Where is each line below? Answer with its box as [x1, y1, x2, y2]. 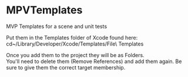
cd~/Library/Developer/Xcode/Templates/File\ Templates [6, 40, 144, 47]
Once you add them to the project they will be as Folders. [6, 51, 145, 58]
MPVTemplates [6, 3, 83, 17]
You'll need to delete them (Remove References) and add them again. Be [6, 58, 182, 65]
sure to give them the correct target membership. [6, 64, 126, 71]
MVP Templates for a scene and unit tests [6, 23, 108, 30]
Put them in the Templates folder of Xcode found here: [6, 34, 138, 41]
